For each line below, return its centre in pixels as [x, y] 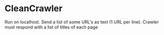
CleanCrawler [34, 9]
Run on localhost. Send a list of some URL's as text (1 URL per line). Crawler [82, 22]
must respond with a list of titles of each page [52, 27]
